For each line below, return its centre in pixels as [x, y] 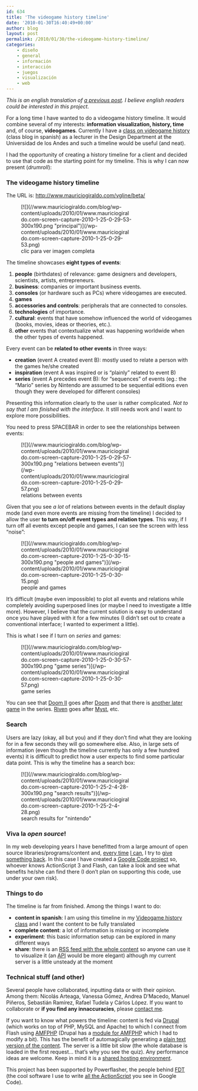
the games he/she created [47, 366]
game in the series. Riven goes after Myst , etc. [63, 709]
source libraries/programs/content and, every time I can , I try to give [89, 853]
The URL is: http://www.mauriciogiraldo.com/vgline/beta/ [76, 196]
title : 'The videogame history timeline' [58, 17]
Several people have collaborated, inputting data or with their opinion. [91, 990]
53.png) [30, 245]
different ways [32, 943]
